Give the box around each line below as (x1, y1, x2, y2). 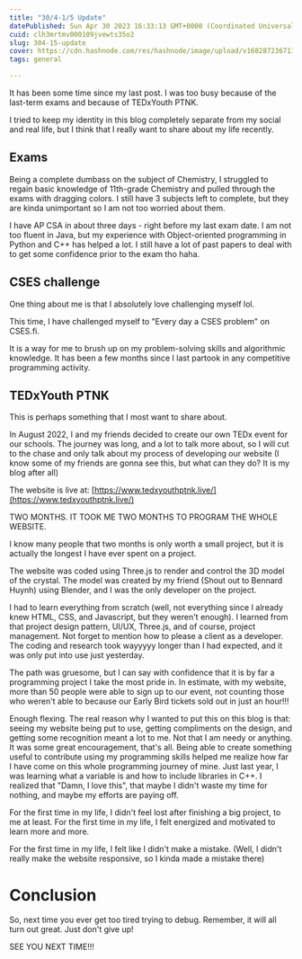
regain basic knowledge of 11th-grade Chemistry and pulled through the (9, 183, 276, 194)
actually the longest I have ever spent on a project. (9, 548, 197, 559)
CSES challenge (9, 275, 101, 290)
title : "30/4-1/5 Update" (9, 13, 106, 22)
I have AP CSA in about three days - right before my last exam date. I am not (9, 219, 292, 230)
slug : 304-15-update (9, 38, 87, 48)
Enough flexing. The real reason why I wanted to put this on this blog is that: (9, 714, 291, 724)
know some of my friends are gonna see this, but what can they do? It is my (9, 457, 290, 468)
